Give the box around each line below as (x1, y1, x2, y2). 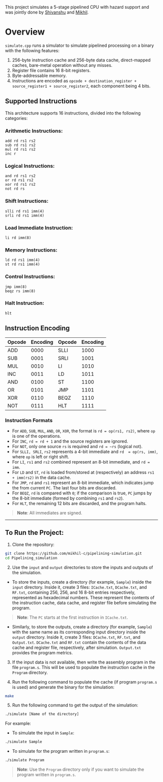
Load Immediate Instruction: (5, 224, 73, 231)
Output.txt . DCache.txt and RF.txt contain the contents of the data (12, 639, 147, 645)
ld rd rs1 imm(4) (5, 258, 40, 263)
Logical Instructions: (5, 162, 55, 169)
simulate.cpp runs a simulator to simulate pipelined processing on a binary (5, 42, 154, 48)
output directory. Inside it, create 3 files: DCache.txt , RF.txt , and (12, 634, 141, 640)
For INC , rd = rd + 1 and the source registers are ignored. (12, 438, 129, 444)
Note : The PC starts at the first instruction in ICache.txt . (16, 614, 129, 620)
